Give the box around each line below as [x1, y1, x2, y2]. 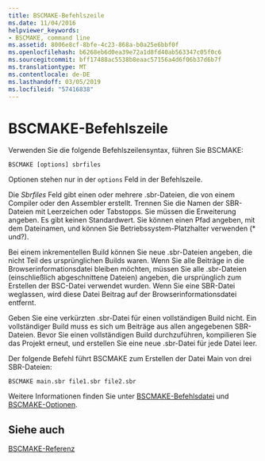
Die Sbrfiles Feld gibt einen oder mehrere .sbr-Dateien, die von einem [8, 190, 236, 200]
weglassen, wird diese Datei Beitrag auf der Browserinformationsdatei [8, 290, 237, 299]
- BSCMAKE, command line [8, 33, 90, 42]
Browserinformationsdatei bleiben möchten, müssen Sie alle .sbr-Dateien [8, 265, 248, 274]
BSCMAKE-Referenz [8, 444, 75, 454]
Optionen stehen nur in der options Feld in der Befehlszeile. [8, 175, 203, 185]
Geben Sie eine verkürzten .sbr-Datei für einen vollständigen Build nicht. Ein [8, 314, 257, 323]
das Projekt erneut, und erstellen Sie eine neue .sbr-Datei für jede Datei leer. [8, 338, 258, 349]
